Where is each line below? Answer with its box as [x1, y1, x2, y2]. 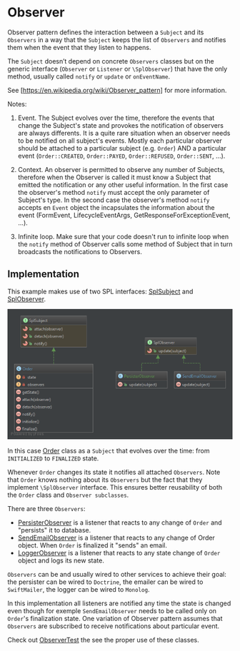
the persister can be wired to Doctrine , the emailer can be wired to [7, 577, 204, 586]
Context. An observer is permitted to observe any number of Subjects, [17, 165, 225, 173]
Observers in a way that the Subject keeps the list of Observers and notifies [7, 35, 226, 44]
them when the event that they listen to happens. [7, 43, 151, 51]
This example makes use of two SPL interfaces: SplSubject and [7, 287, 194, 296]
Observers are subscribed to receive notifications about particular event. [7, 622, 220, 630]
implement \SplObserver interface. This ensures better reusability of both [7, 483, 223, 491]
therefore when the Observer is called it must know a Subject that [17, 173, 211, 181]
